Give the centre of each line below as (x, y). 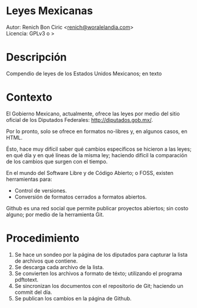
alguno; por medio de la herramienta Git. (55, 214)
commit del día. (33, 292)
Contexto (29, 97)
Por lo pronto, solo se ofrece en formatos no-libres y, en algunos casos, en (97, 131)
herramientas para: (29, 179)
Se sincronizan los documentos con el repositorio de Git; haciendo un (99, 286)
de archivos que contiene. (46, 261)
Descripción (36, 57)
